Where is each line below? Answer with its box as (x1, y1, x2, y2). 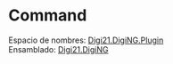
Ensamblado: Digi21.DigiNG (8, 44, 109, 54)
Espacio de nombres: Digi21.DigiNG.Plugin (8, 35, 164, 45)
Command (8, 5, 87, 26)
